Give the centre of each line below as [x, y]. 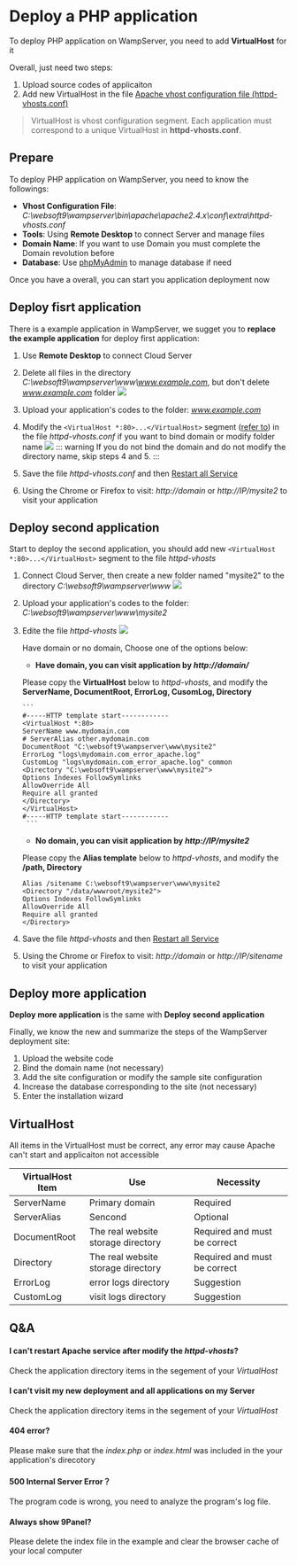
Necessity [238, 1182]
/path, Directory [52, 868]
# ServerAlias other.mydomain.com [85, 739]
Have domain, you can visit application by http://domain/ [142, 666]
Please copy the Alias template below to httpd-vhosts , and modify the [150, 858]
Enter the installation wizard [72, 1096]
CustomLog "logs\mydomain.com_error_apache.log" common [127, 763]
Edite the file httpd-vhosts [69, 631]
